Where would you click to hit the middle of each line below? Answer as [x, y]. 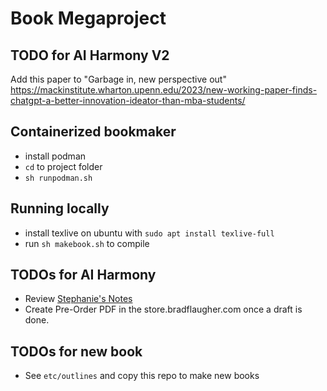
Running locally [60, 208]
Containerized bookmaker [93, 132]
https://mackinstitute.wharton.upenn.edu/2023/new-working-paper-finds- [164, 90]
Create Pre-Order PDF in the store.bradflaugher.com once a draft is [163, 309]
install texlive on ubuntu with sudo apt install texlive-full [149, 233]
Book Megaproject [88, 18]
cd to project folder [63, 166]
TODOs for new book [76, 351]
